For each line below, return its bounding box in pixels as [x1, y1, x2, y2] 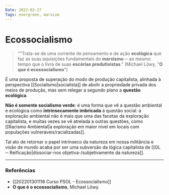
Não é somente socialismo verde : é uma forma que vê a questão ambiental [5, 102, 162, 109]
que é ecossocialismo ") [17, 67, 68, 73]
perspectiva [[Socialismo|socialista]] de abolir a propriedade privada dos [5, 82, 156, 88]
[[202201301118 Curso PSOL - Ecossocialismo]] [12, 178, 112, 184]
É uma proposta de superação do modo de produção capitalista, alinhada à [5, 76, 161, 82]
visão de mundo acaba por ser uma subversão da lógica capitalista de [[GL [5, 144, 161, 151]
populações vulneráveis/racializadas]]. [5, 129, 86, 135]
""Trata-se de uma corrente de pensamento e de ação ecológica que [17, 51, 162, 57]
